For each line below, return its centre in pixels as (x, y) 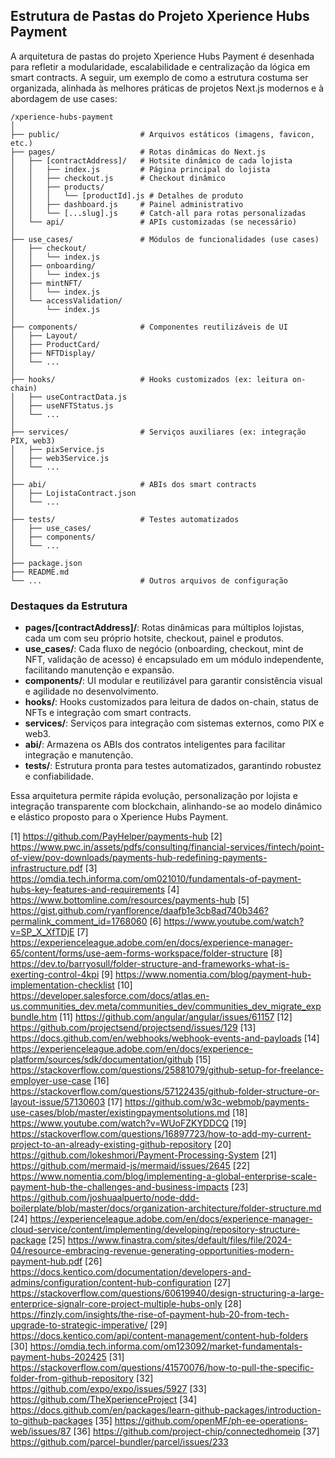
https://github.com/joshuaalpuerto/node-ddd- (105, 1198)
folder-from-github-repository (72, 1378)
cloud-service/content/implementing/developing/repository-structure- (155, 1230)
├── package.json (46, 563)
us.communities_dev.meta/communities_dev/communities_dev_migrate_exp (166, 1006)
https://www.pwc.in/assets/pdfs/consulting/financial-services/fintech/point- (167, 847)
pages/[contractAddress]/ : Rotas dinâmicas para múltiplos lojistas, (164, 628)
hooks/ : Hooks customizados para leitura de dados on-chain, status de (171, 702)
